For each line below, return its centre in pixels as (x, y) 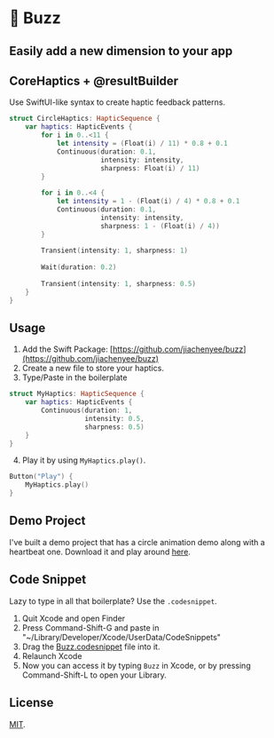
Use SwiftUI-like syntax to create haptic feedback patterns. (117, 102)
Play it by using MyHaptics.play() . (84, 460)
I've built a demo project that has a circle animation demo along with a (137, 542)
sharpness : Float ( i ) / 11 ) (150, 168)
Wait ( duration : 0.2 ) (79, 267)
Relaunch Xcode (52, 655)
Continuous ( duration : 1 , (87, 411)
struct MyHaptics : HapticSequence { (77, 394)
